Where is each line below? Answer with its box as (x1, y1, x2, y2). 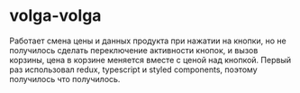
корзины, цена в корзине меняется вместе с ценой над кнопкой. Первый (9, 54, 291, 65)
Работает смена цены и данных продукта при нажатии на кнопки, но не (9, 35, 286, 46)
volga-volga (9, 5, 102, 26)
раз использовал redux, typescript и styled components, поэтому (9, 64, 259, 75)
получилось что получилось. (9, 73, 121, 84)
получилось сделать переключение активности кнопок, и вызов (9, 44, 259, 55)
